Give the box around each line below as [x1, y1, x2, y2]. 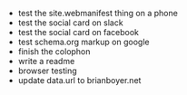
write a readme [17, 56, 75, 66]
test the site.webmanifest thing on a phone [17, 8, 179, 18]
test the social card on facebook [17, 27, 139, 37]
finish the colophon [17, 46, 91, 57]
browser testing [17, 65, 77, 76]
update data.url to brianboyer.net [17, 75, 142, 85]
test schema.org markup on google [17, 36, 150, 47]
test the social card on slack [17, 17, 124, 28]
